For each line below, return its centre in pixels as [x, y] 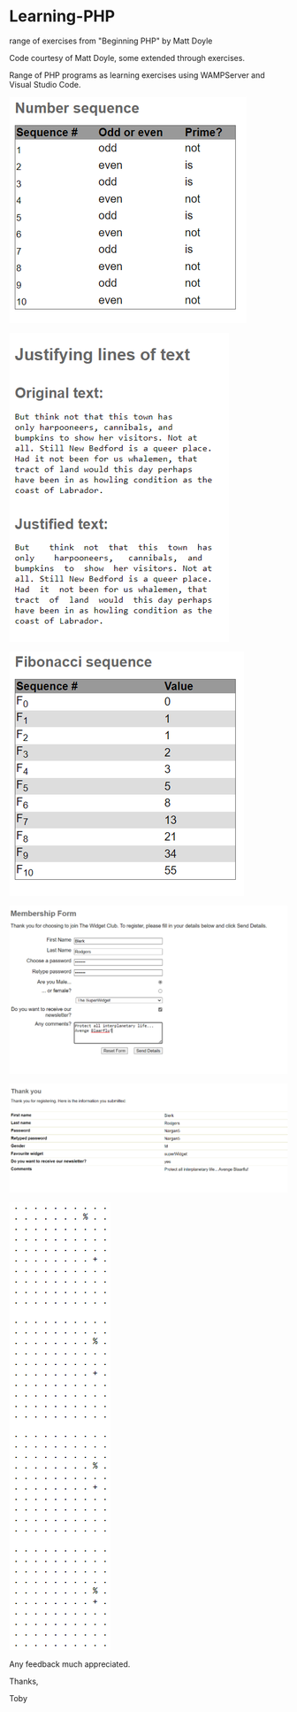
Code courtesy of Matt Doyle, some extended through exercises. [127, 58]
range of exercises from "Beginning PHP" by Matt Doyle [111, 41]
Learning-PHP [62, 16]
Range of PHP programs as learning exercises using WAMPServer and [137, 75]
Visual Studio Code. [45, 84]
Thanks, [24, 1681]
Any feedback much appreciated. [70, 1664]
